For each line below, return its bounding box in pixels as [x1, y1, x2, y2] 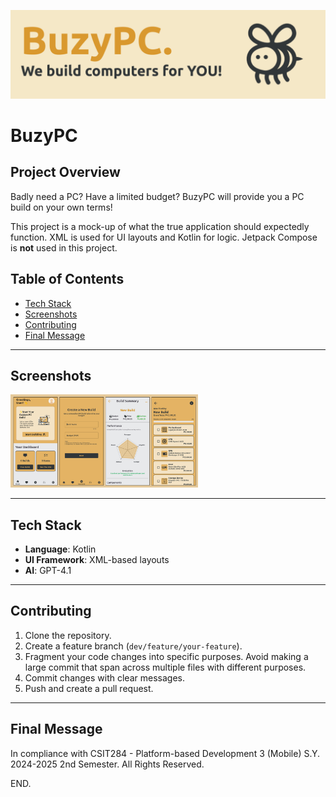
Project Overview [10, 164, 121, 181]
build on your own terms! [10, 201, 113, 213]
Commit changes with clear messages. [24, 671, 185, 684]
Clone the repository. [24, 629, 112, 641]
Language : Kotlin [24, 543, 97, 555]
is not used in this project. [10, 241, 118, 254]
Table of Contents [10, 271, 125, 288]
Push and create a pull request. [24, 682, 154, 694]
